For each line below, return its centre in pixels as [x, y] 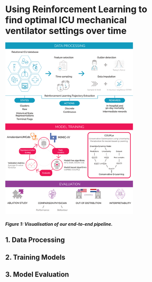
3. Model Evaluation [37, 275]
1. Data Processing [35, 240]
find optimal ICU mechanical [66, 20]
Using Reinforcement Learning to [76, 9]
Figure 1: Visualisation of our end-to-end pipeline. [59, 224]
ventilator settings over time [66, 31]
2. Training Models [35, 257]
